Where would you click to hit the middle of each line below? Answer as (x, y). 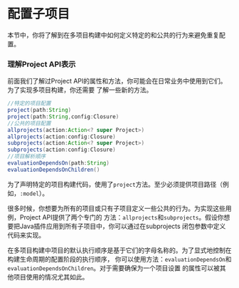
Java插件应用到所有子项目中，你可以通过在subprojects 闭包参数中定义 (123, 226)
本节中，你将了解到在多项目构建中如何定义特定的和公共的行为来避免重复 (113, 35)
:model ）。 (34, 193)
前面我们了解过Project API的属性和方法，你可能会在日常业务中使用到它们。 (117, 81)
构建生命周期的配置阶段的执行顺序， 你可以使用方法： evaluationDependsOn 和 (119, 259)
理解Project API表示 (42, 64)
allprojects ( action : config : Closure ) (62, 137)
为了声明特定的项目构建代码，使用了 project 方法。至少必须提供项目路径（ (115, 184)
